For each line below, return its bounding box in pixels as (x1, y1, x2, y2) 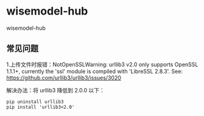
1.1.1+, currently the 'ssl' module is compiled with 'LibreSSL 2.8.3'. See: (6, 67, 183, 75)
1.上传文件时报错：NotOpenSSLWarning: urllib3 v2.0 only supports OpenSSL (6, 61, 199, 68)
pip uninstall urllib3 (6, 98, 64, 104)
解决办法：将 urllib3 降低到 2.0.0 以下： (6, 86, 105, 94)
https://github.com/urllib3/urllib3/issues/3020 (6, 74, 122, 81)
